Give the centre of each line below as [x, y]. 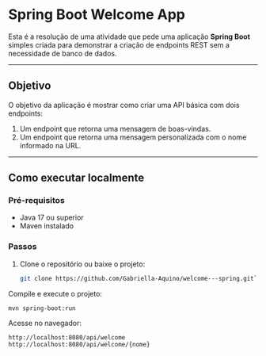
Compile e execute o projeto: [55, 293]
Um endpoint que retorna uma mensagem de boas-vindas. [115, 128]
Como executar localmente [76, 178]
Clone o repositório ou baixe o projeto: [82, 264]
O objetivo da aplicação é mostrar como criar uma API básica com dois [124, 105]
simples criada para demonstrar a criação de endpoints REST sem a [119, 44]
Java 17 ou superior [52, 218]
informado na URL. [50, 145]
